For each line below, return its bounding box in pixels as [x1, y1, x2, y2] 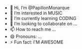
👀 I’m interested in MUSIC [9, 10, 63, 16]
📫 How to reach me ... [9, 26, 56, 32]
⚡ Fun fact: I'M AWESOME [9, 39, 64, 45]
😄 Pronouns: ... [9, 33, 42, 39]
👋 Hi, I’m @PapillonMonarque [9, 5, 70, 10]
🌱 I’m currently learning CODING [9, 15, 77, 21]
